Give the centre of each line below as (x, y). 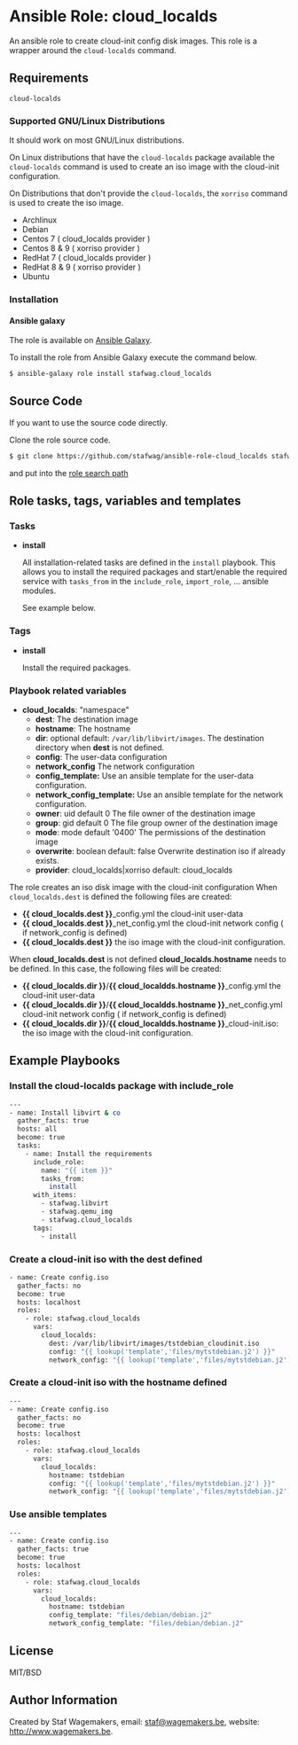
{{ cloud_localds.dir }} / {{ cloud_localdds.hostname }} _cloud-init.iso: (150, 1024)
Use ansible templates (58, 1514)
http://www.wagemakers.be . (61, 1731)
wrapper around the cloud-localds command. (93, 50)
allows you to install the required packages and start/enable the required (155, 572)
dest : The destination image (87, 719)
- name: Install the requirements (89, 1154)
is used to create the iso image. (67, 203)
